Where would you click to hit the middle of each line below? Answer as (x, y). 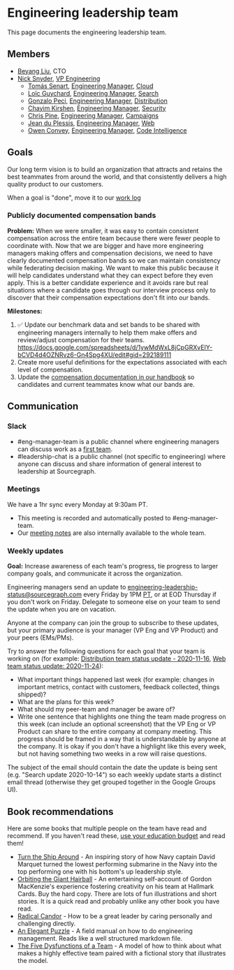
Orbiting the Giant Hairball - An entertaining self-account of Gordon (114, 879)
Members (29, 54)
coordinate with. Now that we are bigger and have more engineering (105, 245)
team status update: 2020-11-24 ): (55, 666)
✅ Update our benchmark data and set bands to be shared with (109, 324)
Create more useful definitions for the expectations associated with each (122, 362)
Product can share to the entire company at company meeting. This (114, 732)
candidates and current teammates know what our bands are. (106, 384)
